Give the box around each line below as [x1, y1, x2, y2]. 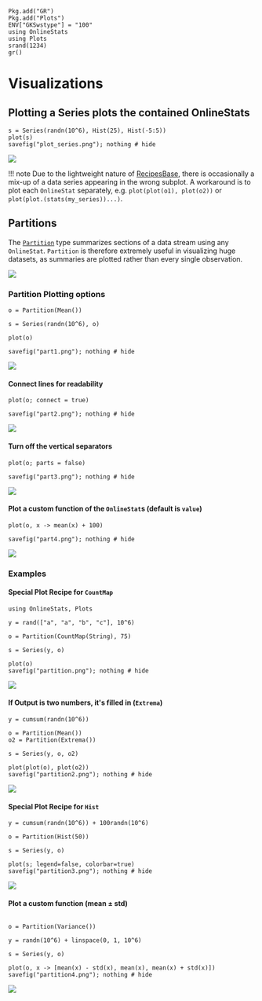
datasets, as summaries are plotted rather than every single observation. [8, 254, 243, 263]
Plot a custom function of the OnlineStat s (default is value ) [8, 504, 202, 514]
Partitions [8, 217, 57, 230]
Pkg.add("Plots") [8, 14, 65, 22]
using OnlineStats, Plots [8, 605, 93, 613]
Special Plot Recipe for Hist [8, 801, 100, 811]
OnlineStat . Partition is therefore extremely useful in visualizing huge [8, 246, 236, 255]
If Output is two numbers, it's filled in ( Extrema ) [8, 698, 163, 707]
